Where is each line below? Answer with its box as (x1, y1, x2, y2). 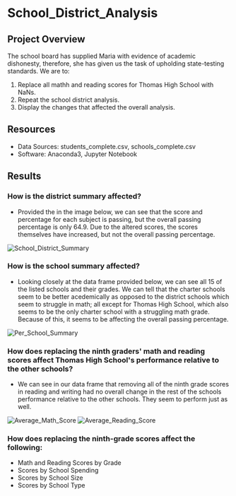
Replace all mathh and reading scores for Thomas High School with (17, 81, 214, 89)
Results (7, 170, 42, 182)
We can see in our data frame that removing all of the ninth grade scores (17, 380, 230, 389)
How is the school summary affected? (7, 261, 140, 271)
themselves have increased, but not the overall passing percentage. (17, 230, 216, 238)
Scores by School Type (17, 481, 85, 490)
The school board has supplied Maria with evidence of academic (7, 52, 196, 60)
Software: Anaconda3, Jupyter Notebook (17, 150, 138, 158)
